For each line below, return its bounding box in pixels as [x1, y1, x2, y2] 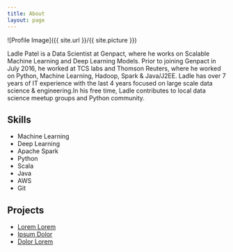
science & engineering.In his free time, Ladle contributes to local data [7, 86, 207, 95]
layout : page [7, 17, 45, 24]
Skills [7, 113, 31, 125]
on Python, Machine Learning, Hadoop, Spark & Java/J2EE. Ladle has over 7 [7, 71, 226, 80]
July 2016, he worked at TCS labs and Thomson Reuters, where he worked [7, 64, 221, 72]
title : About [7, 10, 45, 17]
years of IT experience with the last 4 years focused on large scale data [7, 79, 214, 87]
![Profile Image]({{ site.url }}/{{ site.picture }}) [7, 36, 137, 44]
